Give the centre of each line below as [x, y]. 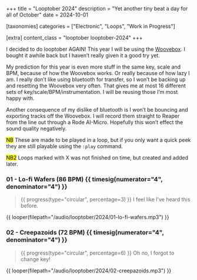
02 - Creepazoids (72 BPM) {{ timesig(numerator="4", [85, 233]
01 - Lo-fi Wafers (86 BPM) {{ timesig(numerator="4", [84, 179]
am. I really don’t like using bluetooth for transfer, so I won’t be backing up [96, 79]
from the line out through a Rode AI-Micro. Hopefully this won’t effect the [95, 122]
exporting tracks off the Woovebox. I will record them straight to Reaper [93, 116]
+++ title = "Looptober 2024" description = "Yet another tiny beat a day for [97, 9]
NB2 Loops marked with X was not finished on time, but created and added [97, 158]
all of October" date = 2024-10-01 [47, 15]
